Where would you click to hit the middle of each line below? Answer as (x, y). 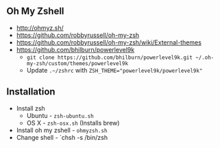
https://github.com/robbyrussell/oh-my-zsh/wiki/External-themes (109, 42)
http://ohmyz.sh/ (40, 27)
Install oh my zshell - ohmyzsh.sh (62, 130)
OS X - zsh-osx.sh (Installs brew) (73, 123)
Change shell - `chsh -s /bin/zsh (62, 137)
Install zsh (30, 108)
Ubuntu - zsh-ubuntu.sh (60, 115)
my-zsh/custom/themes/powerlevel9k (77, 63)
